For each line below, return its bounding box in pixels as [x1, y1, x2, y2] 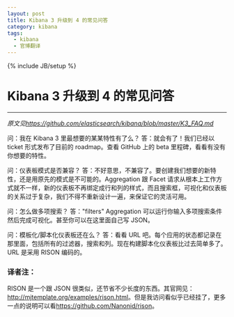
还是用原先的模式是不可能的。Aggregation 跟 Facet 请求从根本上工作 [19, 175, 217, 183]
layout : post [7, 10, 45, 17]
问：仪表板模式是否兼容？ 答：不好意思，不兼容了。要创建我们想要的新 [7, 166, 210, 174]
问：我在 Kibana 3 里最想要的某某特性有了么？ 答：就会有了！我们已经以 [7, 134, 215, 142]
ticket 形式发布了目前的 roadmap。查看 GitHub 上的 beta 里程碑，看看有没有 [7, 142, 226, 150]
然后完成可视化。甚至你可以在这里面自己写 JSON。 [7, 215, 155, 224]
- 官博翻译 [13, 42, 41, 49]
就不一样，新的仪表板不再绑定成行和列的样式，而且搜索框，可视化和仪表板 [13, 183, 227, 192]
